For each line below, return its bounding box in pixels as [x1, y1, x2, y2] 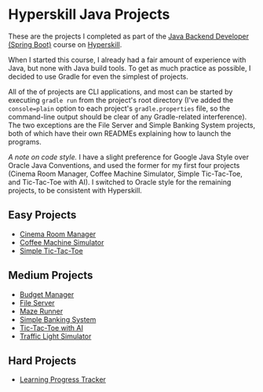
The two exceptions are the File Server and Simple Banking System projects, [8, 120, 256, 130]
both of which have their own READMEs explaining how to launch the [8, 128, 232, 138]
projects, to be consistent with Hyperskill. [8, 185, 143, 195]
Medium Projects [8, 269, 93, 282]
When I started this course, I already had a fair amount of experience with [8, 55, 247, 64]
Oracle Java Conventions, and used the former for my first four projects [8, 160, 240, 170]
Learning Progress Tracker [19, 375, 106, 384]
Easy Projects [8, 208, 77, 222]
